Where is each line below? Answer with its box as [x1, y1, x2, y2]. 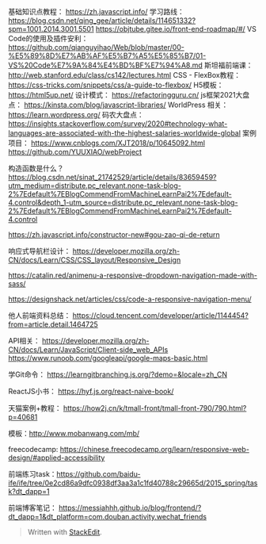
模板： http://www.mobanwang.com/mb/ [8, 429, 140, 438]
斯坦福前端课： [204, 60, 253, 70]
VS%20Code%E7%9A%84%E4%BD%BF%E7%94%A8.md [8, 60, 203, 70]
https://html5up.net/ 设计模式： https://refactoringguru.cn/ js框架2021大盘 [8, 90, 250, 99]
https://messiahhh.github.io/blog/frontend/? [58, 503, 202, 512]
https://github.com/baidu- [56, 469, 141, 478]
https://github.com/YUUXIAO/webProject [8, 147, 142, 156]
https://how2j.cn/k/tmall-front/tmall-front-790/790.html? [63, 404, 247, 412]
